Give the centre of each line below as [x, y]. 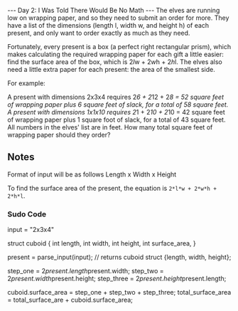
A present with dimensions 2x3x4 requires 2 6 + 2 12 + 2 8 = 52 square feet [115, 97]
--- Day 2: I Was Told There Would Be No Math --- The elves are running [114, 10]
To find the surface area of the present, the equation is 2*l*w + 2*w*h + [112, 188]
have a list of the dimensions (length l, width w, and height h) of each [108, 25]
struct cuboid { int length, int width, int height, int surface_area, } [102, 243]
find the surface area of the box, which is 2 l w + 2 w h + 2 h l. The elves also [115, 62]
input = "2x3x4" [31, 230]
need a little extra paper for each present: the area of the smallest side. [111, 69]
